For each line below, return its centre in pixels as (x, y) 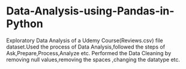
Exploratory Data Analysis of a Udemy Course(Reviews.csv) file (85, 40)
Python (25, 24)
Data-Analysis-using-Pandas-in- (90, 11)
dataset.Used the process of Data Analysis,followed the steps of (86, 47)
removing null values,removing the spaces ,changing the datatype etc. (93, 59)
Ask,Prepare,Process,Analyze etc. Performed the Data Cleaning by (89, 53)
